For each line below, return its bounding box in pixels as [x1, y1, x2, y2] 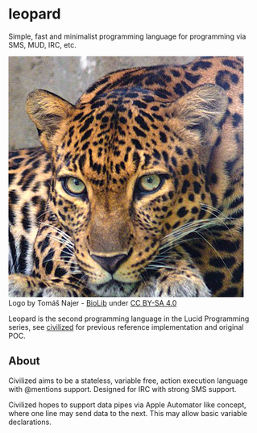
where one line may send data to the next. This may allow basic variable [8, 408, 247, 418]
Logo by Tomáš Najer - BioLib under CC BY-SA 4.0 [8, 298, 177, 307]
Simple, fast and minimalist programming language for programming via [8, 31, 247, 41]
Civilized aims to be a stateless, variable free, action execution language [8, 376, 248, 385]
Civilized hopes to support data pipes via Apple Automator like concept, [8, 400, 247, 410]
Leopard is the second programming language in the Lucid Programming [8, 314, 250, 323]
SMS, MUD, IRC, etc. [8, 40, 77, 49]
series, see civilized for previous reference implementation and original [8, 322, 244, 331]
